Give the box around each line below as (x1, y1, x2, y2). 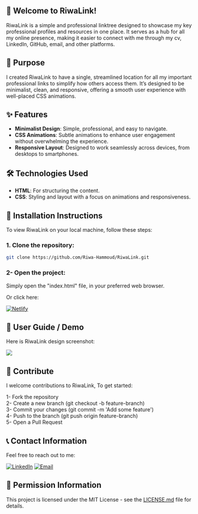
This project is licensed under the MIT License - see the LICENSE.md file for (6, 496, 191, 503)
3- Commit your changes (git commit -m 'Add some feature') (6, 406, 154, 413)
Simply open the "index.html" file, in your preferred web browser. (6, 282, 165, 289)
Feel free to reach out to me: (6, 451, 76, 458)
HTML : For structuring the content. (14, 187, 100, 194)
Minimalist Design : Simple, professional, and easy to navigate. (14, 125, 168, 132)
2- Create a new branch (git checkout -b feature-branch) (6, 400, 145, 407)
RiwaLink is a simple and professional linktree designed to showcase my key (6, 21, 192, 28)
